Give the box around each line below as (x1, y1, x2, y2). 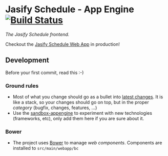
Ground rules (5, 82, 39, 89)
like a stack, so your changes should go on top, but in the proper (12, 99, 150, 106)
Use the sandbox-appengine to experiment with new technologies (12, 110, 153, 116)
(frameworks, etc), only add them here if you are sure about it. (12, 116, 144, 122)
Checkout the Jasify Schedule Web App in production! (5, 41, 120, 47)
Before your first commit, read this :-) (5, 69, 84, 75)
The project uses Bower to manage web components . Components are (12, 140, 162, 146)
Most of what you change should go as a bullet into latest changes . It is (12, 94, 163, 100)
